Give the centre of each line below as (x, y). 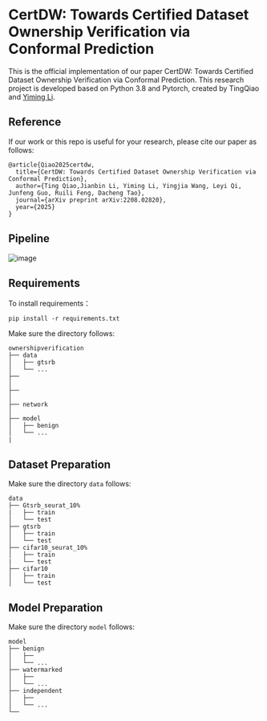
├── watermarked (35, 670)
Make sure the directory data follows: (70, 484)
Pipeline (29, 239)
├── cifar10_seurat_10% (48, 548)
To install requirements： (49, 304)
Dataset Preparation (59, 464)
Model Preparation (56, 607)
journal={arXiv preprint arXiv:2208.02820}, (91, 200)
